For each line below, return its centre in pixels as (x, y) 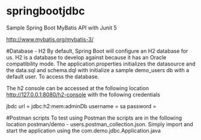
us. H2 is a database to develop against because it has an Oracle (86, 57)
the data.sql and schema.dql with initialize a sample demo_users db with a (98, 70)
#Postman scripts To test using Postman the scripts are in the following (94, 118)
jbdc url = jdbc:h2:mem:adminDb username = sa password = (81, 106)
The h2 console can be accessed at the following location (77, 88)
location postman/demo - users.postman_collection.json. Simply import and (100, 124)
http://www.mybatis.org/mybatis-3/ (50, 39)
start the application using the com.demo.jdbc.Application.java (83, 130)
